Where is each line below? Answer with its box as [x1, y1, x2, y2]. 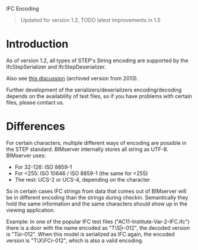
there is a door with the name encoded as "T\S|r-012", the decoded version [6, 224, 190, 231]
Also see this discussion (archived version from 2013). [6, 74, 139, 82]
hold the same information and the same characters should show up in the [6, 200, 188, 207]
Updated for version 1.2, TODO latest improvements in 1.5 [20, 17, 161, 23]
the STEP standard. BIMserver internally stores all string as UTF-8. [6, 145, 169, 153]
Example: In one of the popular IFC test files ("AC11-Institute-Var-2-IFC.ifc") [6, 218, 190, 225]
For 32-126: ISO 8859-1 [14, 163, 72, 170]
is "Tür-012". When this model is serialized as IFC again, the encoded [6, 230, 175, 238]
